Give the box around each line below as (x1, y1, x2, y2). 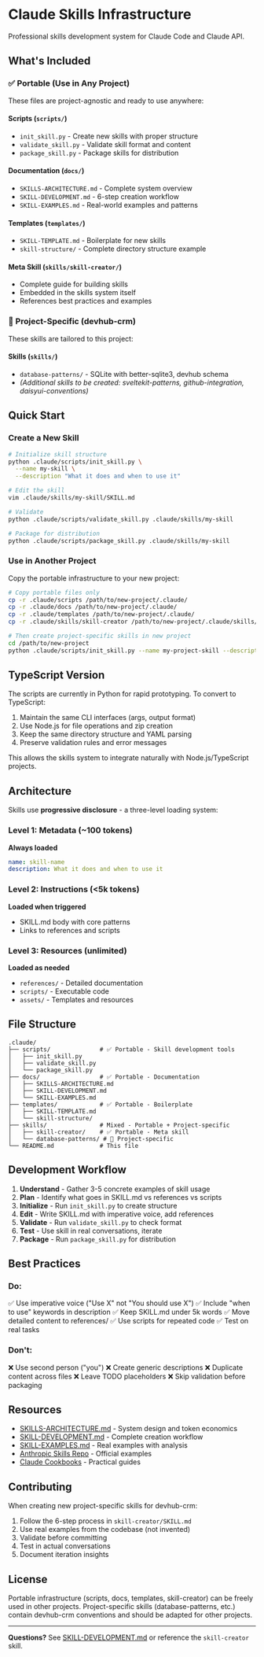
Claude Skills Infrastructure (8, 6, 192, 24)
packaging (8, 1380, 42, 1389)
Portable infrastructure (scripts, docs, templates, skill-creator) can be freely (8, 1593, 254, 1603)
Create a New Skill (8, 433, 79, 444)
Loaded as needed (8, 962, 70, 972)
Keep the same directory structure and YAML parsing (19, 729, 192, 739)
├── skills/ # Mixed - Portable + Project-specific (8, 1121, 230, 1129)
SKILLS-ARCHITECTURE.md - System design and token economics (19, 1424, 238, 1434)
